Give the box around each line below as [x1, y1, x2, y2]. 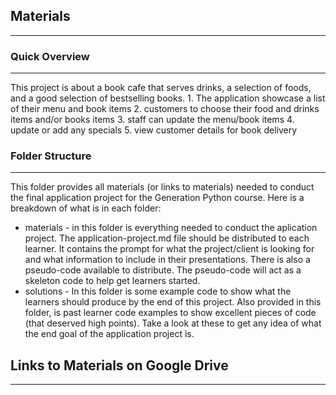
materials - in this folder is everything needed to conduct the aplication [24, 222, 318, 234]
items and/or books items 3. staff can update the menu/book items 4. [10, 114, 295, 126]
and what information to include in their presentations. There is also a [24, 254, 311, 266]
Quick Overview [10, 49, 90, 63]
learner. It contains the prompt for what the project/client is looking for [24, 243, 315, 255]
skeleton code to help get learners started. [24, 275, 201, 287]
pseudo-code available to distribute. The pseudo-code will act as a [24, 264, 302, 276]
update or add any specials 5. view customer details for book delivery [10, 124, 298, 136]
